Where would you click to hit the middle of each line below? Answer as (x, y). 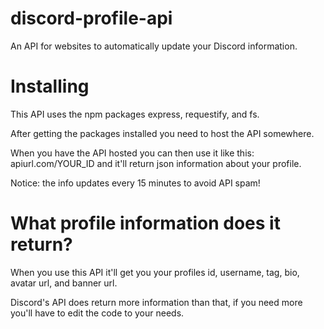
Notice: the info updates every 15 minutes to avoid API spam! (135, 183)
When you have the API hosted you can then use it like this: (132, 153)
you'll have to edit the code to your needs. (97, 313)
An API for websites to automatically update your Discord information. (154, 46)
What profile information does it (145, 223)
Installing (50, 86)
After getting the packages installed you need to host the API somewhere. (162, 133)
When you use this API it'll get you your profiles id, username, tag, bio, (155, 272)
